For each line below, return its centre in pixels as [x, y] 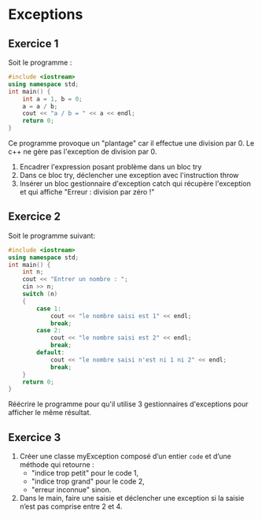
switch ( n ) [40, 294]
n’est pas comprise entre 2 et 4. [71, 506]
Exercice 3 [35, 437]
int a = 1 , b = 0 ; [52, 99]
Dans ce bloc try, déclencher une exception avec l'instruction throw [129, 175]
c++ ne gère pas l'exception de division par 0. [83, 152]
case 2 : [49, 331]
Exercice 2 [35, 217]
